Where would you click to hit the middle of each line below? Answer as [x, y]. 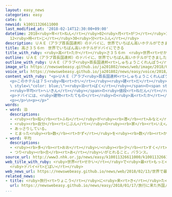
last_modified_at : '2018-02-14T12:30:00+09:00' [57, 29]
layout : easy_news [25, 10]
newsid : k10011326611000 [32, 24]
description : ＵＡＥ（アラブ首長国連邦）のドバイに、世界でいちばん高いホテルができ [85, 43]
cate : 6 [14, 19]
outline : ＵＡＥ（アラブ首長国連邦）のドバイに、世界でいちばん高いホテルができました [86, 57]
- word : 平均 [18, 138]
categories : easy [24, 15]
